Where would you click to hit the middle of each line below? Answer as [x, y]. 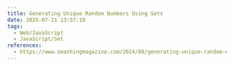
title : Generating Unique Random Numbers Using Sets [85, 13]
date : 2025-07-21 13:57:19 [46, 20]
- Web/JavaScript [39, 33]
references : [24, 45]
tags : [15, 26]
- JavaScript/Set [39, 39]
